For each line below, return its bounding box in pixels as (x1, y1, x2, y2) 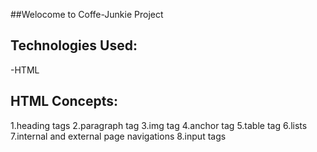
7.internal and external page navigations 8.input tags (10, 130, 227, 142)
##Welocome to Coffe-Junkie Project (10, 9, 164, 20)
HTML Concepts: (10, 93, 119, 110)
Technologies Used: (10, 37, 138, 54)
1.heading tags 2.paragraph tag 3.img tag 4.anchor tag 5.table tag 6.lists (10, 119, 308, 131)
